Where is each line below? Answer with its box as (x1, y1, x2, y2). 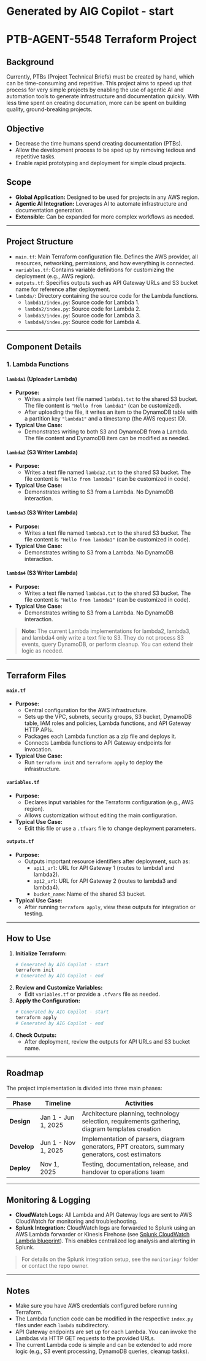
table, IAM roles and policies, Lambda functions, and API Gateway (24, 719, 191, 727)
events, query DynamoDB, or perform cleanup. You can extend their (21, 640, 194, 648)
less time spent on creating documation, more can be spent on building (6, 99, 186, 107)
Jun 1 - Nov (39, 1138, 75, 1147)
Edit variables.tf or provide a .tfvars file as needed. (24, 990, 161, 998)
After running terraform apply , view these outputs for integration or (24, 903, 196, 910)
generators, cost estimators (82, 1150, 161, 1158)
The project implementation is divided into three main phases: (6, 1084, 162, 1092)
